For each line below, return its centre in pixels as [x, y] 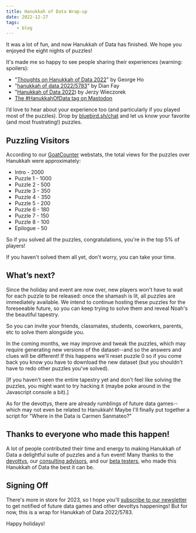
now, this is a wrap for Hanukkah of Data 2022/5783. [70, 512]
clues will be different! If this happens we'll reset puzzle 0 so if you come [94, 356]
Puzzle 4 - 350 [32, 197]
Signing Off [27, 486]
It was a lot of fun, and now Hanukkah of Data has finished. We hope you [94, 45]
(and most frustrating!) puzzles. [44, 122]
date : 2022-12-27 [27, 17]
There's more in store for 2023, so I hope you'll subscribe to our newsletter [97, 500]
